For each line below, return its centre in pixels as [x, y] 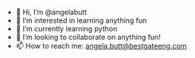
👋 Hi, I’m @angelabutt [51, 12]
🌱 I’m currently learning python [66, 29]
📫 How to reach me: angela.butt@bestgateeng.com [101, 46]
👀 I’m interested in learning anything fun [81, 20]
